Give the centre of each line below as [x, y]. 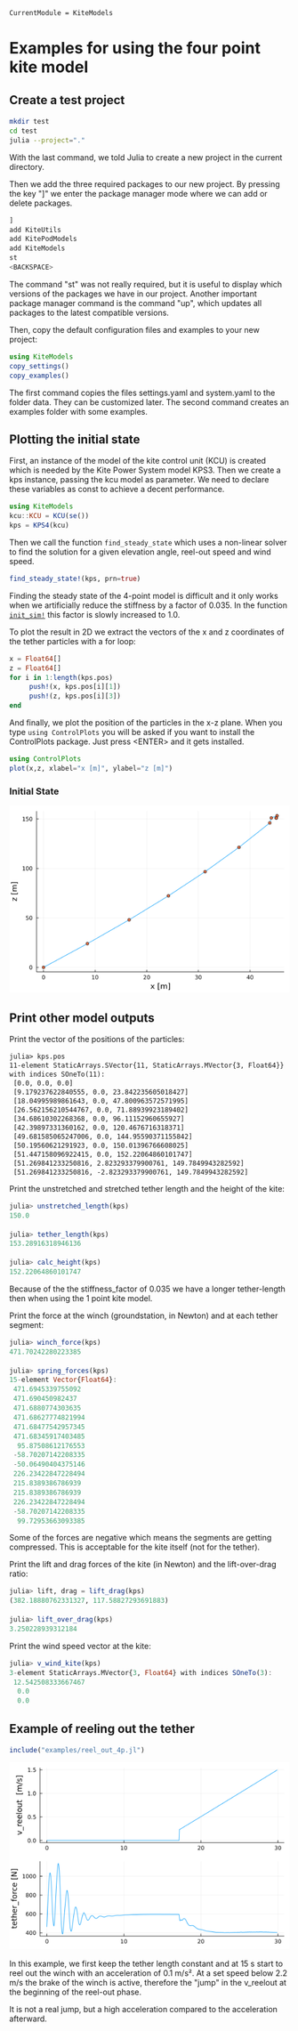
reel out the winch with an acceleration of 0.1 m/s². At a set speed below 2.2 [148, 1973]
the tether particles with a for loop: [72, 641]
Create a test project [67, 100]
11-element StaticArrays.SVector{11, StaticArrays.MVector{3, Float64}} [147, 1065]
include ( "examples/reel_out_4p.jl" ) [77, 1750]
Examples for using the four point [135, 49]
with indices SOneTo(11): [57, 1074]
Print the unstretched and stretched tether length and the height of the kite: [147, 1188]
